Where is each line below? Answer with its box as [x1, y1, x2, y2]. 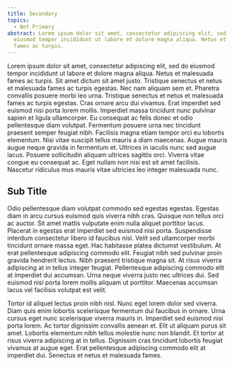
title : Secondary [7, 10, 58, 17]
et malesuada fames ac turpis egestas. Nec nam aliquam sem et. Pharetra [7, 84, 220, 92]
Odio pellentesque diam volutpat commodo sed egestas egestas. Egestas [7, 204, 219, 213]
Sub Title [7, 185, 47, 197]
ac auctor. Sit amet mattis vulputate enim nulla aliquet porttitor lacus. [7, 219, 205, 227]
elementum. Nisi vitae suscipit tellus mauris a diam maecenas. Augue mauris [7, 136, 228, 144]
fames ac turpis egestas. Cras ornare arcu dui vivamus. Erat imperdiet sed [7, 99, 221, 107]
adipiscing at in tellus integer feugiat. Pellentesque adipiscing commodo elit [7, 263, 225, 272]
